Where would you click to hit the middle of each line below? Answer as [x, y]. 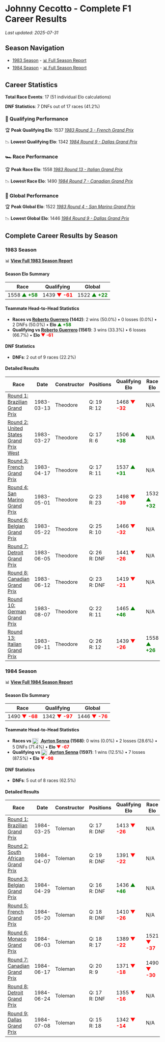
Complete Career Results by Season [61, 236]
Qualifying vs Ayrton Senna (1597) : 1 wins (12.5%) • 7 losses [79, 752]
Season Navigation [35, 48]
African [16, 859]
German [17, 611]
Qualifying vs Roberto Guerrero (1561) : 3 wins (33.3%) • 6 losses [79, 329]
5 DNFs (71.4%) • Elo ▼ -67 [41, 747]
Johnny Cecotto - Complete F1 [68, 9]
